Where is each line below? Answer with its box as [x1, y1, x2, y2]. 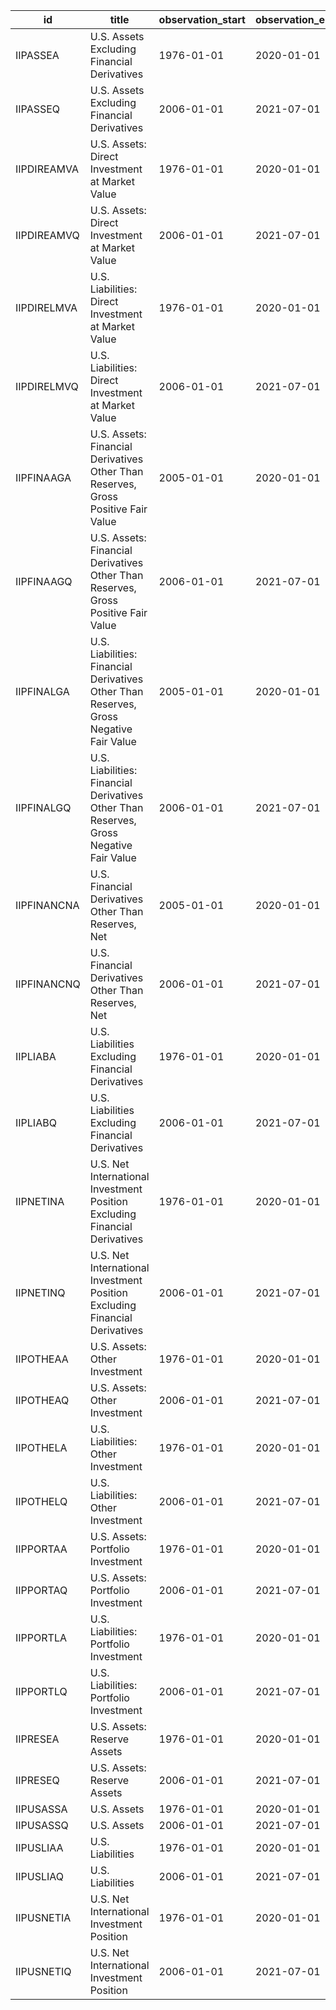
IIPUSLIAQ [15, 1870, 65, 1883]
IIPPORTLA [15, 1631, 67, 1644]
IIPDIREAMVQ [15, 229, 80, 242]
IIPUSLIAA [15, 1841, 64, 1854]
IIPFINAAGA [15, 471, 72, 484]
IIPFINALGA [15, 685, 70, 698]
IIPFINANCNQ [15, 977, 81, 991]
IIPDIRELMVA [15, 301, 78, 314]
